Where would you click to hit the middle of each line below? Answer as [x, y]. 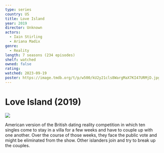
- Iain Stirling [26, 37]
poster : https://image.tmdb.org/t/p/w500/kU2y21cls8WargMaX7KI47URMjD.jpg [83, 78]
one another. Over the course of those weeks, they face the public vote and [81, 135]
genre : [12, 46]
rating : [13, 69]
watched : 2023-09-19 [26, 73]
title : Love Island [25, 19]
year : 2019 [16, 23]
